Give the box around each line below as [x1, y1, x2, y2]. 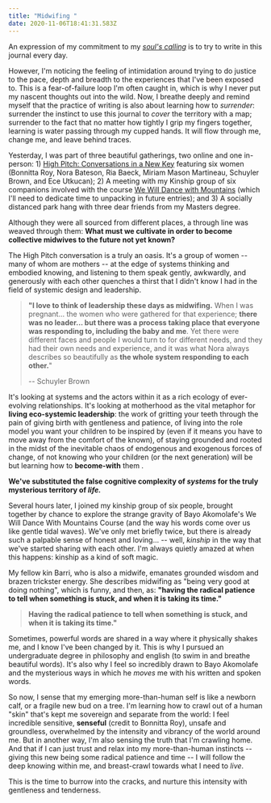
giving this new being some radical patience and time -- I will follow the [8, 752, 246, 762]
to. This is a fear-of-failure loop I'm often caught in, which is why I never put [8, 82, 261, 93]
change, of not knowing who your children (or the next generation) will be [8, 452, 253, 462]
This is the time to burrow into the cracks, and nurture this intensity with [8, 776, 248, 786]
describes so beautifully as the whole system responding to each [27, 352, 249, 361]
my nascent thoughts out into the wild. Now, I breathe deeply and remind [8, 91, 250, 101]
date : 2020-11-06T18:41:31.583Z [8, 19, 117, 27]
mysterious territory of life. [8, 484, 102, 494]
